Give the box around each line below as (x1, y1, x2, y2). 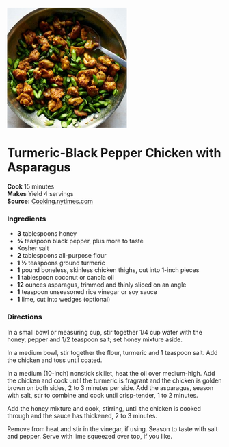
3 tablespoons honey (16, 230, 77, 238)
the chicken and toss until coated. (7, 356, 103, 364)
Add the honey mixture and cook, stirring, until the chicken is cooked (7, 404, 202, 412)
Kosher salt (16, 244, 49, 252)
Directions (7, 313, 42, 322)
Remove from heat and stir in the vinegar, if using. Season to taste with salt (7, 424, 218, 433)
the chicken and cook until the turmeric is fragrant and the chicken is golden (7, 376, 222, 385)
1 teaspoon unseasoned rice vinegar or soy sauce (16, 288, 158, 296)
